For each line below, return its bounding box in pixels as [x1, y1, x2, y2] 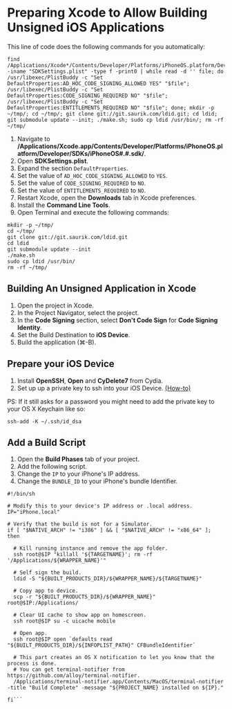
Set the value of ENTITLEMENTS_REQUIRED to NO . [17, 186, 146, 195]
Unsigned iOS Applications [7, 19, 164, 35]
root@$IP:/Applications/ [7, 600, 79, 607]
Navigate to [17, 134, 50, 143]
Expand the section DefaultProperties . [17, 164, 129, 172]
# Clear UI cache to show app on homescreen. [13, 611, 147, 619]
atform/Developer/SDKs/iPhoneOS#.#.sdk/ [17, 149, 144, 157]
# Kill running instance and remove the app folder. [13, 545, 168, 552]
